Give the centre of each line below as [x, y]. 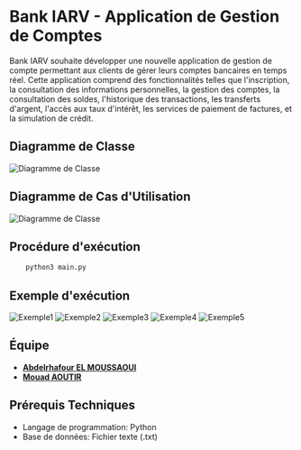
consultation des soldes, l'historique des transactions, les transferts [135, 99]
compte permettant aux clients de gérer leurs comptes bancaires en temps [148, 70]
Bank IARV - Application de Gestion [145, 17]
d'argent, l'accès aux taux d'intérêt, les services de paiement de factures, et [151, 108]
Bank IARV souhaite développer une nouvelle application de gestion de [141, 60]
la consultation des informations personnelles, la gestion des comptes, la [145, 89]
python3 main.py [56, 268]
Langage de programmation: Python [89, 427]
